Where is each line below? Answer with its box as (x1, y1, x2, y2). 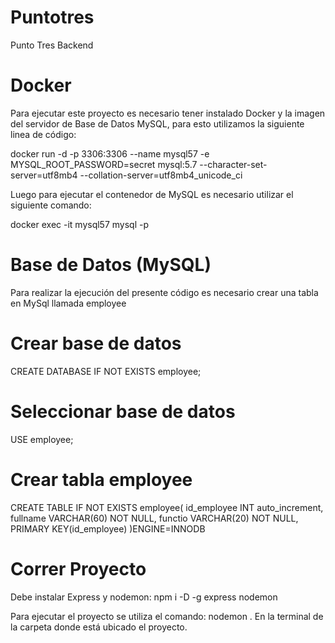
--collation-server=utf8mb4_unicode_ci (79, 169, 243, 181)
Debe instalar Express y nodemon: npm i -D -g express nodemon (10, 591, 278, 603)
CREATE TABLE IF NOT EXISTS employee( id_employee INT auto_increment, (10, 501, 324, 513)
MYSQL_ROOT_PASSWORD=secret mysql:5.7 (10, 158, 198, 170)
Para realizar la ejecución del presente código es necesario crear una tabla (10, 286, 319, 298)
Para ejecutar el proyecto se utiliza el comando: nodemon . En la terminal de (10, 610, 324, 622)
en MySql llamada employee (10, 297, 127, 309)
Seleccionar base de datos (10, 400, 236, 423)
